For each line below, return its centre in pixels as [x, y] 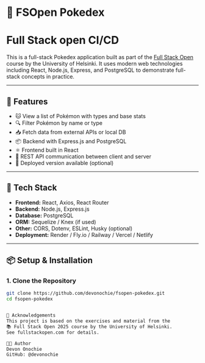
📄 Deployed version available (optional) [64, 163]
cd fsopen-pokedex [30, 299]
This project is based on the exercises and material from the [88, 321]
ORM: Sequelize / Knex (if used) [56, 222]
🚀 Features [27, 101]
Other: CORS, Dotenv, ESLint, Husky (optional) [74, 228]
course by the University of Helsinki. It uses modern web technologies [95, 64]
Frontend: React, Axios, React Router [62, 202]
